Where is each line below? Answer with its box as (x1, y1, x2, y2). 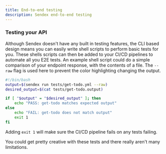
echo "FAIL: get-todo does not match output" (14, 110, 113, 115)
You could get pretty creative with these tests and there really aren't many (5, 138, 160, 145)
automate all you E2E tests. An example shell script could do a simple (5, 56, 150, 63)
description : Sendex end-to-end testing (5, 12, 92, 17)
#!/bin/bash (5, 77, 30, 82)
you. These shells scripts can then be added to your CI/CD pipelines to (5, 51, 153, 57)
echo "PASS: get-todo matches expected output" (14, 101, 117, 106)
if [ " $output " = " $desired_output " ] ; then (5, 96, 101, 101)
